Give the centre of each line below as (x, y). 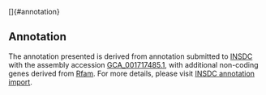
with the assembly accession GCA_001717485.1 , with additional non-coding (133, 64)
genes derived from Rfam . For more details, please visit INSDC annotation (132, 73)
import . (20, 82)
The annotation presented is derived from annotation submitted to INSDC (131, 56)
